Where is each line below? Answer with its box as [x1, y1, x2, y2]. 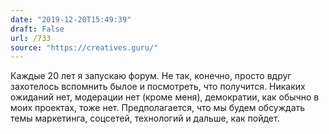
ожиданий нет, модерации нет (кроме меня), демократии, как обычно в [10, 91, 320, 103]
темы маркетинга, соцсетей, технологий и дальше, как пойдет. [10, 112, 280, 125]
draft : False [10, 24, 65, 34]
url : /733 [10, 33, 52, 43]
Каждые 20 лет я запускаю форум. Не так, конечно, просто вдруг [10, 70, 292, 82]
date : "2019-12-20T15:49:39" [10, 14, 132, 25]
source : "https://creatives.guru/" [10, 42, 159, 53]
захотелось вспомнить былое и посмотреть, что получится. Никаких [10, 81, 306, 93]
